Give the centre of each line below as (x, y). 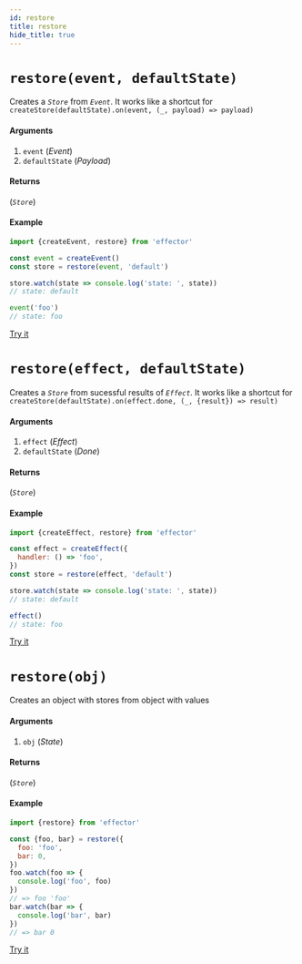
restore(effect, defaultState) (128, 369)
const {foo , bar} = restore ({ (67, 839)
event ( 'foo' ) (34, 308)
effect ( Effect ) (50, 442)
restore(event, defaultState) (124, 78)
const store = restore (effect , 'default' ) (91, 575)
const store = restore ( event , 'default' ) (89, 267)
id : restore (32, 18)
